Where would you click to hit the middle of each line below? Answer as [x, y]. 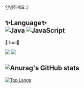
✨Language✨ [26, 23]
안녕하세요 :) [17, 7]
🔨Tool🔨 [12, 42]
